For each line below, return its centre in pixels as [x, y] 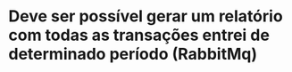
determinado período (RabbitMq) [133, 54]
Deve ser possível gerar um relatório [146, 16]
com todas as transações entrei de [139, 35]
